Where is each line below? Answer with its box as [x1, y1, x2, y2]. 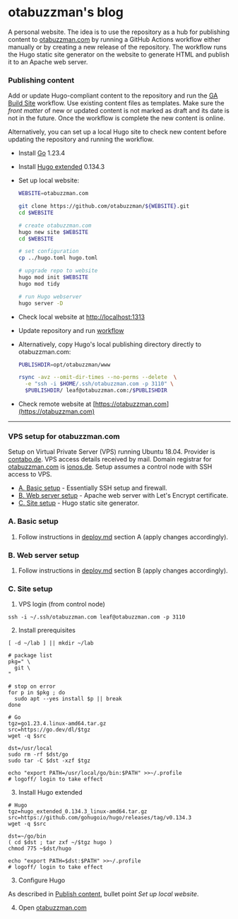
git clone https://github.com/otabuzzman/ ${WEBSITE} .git [18, 203, 190, 210]
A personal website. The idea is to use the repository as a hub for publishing [8, 28, 230, 36]
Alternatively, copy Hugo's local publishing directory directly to [18, 340, 202, 349]
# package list [8, 652, 53, 660]
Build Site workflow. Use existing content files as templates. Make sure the [8, 99, 225, 107]
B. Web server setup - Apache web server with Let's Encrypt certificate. [18, 491, 229, 500]
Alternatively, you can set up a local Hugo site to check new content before [8, 128, 227, 136]
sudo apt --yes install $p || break [14, 696, 122, 703]
